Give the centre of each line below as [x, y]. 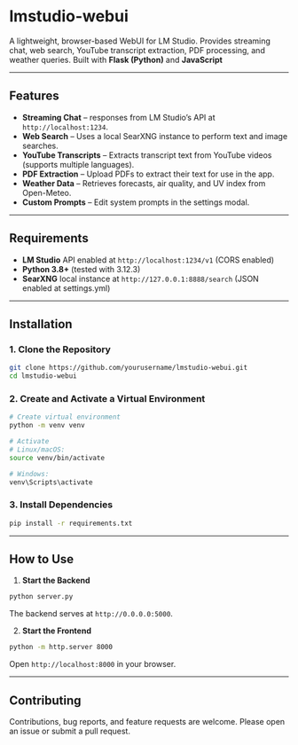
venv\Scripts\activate [51, 482]
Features [34, 96]
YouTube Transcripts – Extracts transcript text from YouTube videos [147, 155]
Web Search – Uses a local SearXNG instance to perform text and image [155, 136]
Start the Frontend [56, 631]
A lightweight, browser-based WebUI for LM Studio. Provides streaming [140, 41]
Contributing [45, 700]
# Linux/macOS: [37, 450]
